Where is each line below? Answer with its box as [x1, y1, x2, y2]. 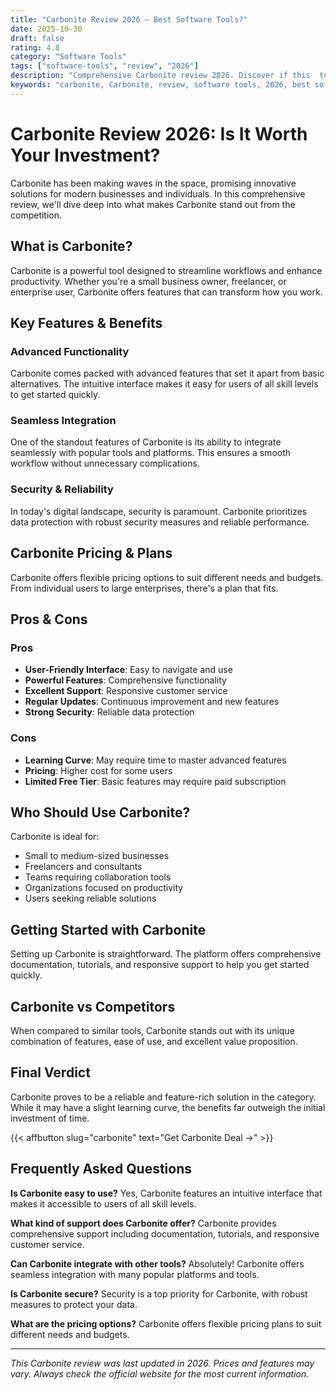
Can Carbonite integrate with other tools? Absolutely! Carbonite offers [10, 1257, 305, 1270]
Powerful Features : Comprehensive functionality [24, 674, 227, 686]
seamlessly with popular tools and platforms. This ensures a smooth [10, 447, 292, 459]
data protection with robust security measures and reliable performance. [10, 516, 310, 528]
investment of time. [10, 1112, 90, 1124]
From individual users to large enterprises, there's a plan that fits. [10, 582, 279, 594]
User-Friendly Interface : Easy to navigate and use [24, 664, 233, 676]
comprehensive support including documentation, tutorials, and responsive [10, 1227, 320, 1240]
